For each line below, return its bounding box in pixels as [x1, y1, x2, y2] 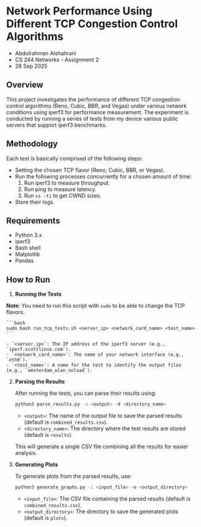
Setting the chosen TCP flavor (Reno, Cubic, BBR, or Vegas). [14, 166, 165, 174]
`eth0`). [6, 357, 28, 363]
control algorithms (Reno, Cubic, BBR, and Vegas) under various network [6, 102, 187, 109]
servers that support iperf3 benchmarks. [6, 121, 107, 129]
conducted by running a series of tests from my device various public [6, 115, 179, 122]
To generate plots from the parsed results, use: [14, 473, 132, 480]
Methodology [6, 139, 58, 149]
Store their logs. [14, 198, 55, 206]
